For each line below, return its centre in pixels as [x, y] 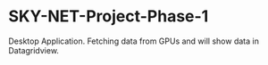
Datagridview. [34, 50]
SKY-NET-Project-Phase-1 [109, 16]
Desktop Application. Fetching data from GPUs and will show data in [134, 41]
